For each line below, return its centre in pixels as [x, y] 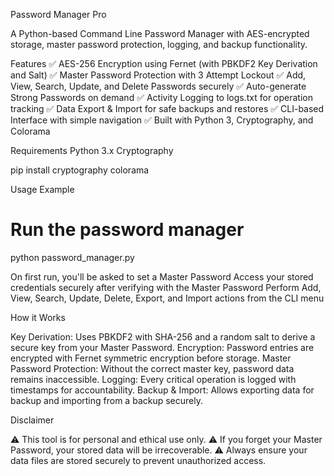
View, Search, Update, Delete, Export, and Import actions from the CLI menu [167, 298]
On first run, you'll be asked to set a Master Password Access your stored [162, 276]
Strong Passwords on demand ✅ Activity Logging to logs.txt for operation [162, 97]
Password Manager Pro [58, 14]
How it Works [38, 317]
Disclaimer [32, 420]
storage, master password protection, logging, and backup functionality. [159, 44]
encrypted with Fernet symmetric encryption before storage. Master [151, 358]
